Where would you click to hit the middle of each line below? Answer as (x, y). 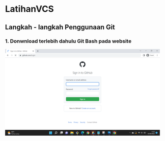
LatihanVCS (29, 9)
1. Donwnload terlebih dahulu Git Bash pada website (68, 41)
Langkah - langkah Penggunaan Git (60, 27)
